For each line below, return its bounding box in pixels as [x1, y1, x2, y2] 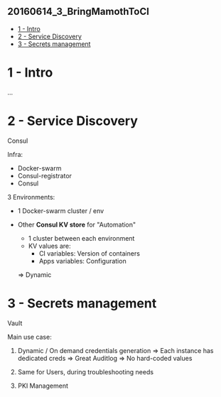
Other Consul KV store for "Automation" [17, 220, 136, 229]
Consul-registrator [17, 171, 72, 180]
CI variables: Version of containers [38, 249, 141, 258]
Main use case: [7, 332, 52, 341]
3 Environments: [7, 192, 55, 201]
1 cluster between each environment [28, 234, 135, 242]
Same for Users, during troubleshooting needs [17, 367, 154, 376]
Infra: [7, 150, 23, 158]
